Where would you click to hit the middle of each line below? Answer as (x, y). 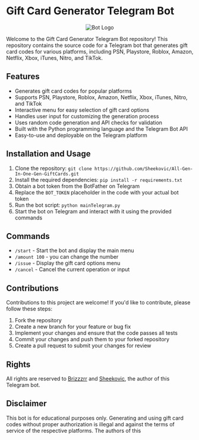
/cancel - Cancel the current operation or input (72, 269)
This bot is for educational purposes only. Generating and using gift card (95, 418)
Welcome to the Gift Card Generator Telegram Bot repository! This (87, 39)
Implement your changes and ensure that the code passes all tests (96, 333)
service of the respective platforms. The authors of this (74, 430)
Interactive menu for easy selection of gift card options (82, 110)
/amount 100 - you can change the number (67, 257)
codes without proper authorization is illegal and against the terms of (91, 424)
